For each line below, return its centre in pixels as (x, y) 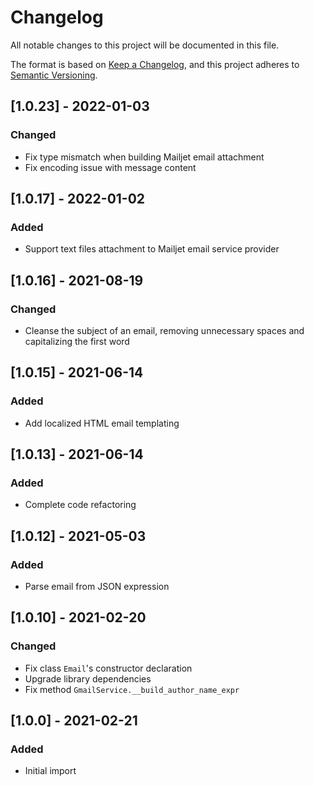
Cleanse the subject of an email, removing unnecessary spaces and (164, 330)
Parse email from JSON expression (97, 587)
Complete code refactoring (80, 505)
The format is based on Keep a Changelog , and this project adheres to (155, 64)
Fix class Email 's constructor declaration (108, 668)
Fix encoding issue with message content (110, 167)
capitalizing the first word (77, 341)
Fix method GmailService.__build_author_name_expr (132, 689)
